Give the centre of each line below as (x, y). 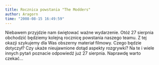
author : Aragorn (22, 14)
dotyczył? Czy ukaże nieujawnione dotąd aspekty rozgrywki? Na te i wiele (80, 48)
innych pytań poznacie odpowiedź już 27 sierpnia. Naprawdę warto (73, 53)
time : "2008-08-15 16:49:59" (35, 19)
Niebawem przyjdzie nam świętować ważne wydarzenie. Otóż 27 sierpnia (79, 33)
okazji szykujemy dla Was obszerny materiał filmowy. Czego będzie (73, 43)
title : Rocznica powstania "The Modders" (48, 10)
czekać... (14, 59)
